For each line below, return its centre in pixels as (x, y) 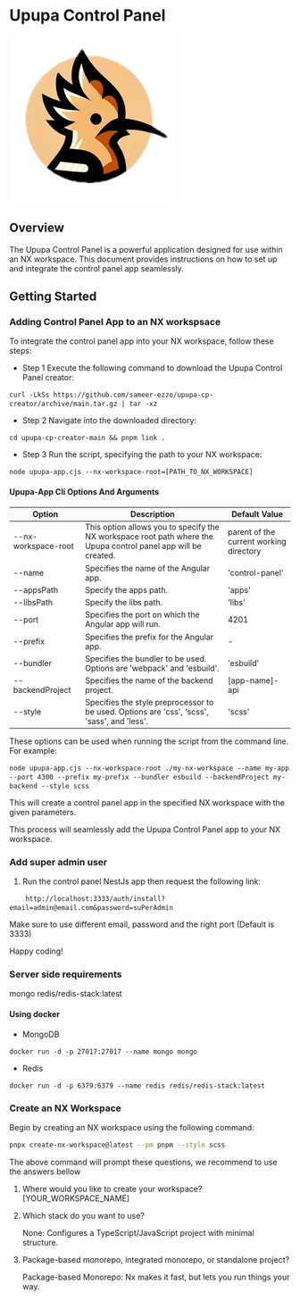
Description (153, 514)
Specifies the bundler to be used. (146, 658)
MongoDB (41, 1034)
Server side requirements (66, 974)
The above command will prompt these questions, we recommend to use (144, 1162)
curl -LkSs (29, 395)
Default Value (258, 514)
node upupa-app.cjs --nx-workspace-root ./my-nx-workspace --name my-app (150, 768)
